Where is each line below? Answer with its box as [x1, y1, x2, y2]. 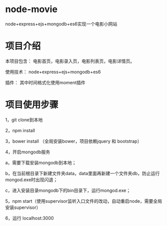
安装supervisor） [5, 204, 41, 210]
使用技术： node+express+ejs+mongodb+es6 [5, 69, 101, 75]
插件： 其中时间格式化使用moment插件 [5, 79, 86, 85]
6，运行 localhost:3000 [5, 215, 54, 221]
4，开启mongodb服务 [5, 149, 50, 155]
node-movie [5, 4, 58, 15]
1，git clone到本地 [5, 117, 43, 123]
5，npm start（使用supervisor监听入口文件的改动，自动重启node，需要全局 [5, 198, 162, 204]
